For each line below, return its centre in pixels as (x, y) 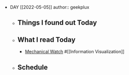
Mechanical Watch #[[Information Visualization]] (75, 52)
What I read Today (46, 39)
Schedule (32, 67)
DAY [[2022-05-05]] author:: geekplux (49, 7)
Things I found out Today (57, 23)
